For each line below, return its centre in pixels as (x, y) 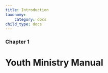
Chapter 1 (17, 42)
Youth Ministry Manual (54, 63)
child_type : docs (24, 24)
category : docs (31, 19)
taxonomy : (16, 15)
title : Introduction (27, 10)
